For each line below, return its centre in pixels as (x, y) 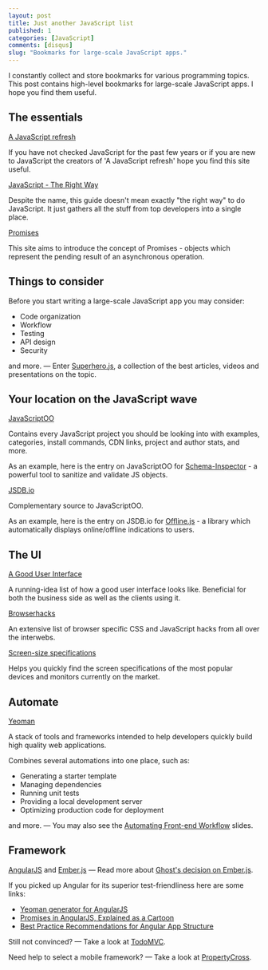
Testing (32, 333)
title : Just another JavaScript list (71, 23)
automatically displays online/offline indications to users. (102, 530)
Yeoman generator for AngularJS (74, 909)
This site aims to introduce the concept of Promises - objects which (119, 247)
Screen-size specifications (52, 653)
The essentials (46, 118)
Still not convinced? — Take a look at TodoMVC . (87, 941)
